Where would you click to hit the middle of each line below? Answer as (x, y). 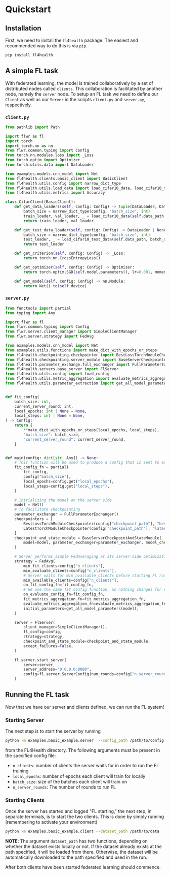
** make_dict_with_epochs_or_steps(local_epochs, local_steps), (91, 430)
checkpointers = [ (34, 519)
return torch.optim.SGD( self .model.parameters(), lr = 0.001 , (88, 272)
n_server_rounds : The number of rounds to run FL (64, 787)
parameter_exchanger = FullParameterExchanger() (67, 515)
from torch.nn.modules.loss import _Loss (50, 155)
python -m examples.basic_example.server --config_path (67, 741)
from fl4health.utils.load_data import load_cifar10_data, (69, 188)
